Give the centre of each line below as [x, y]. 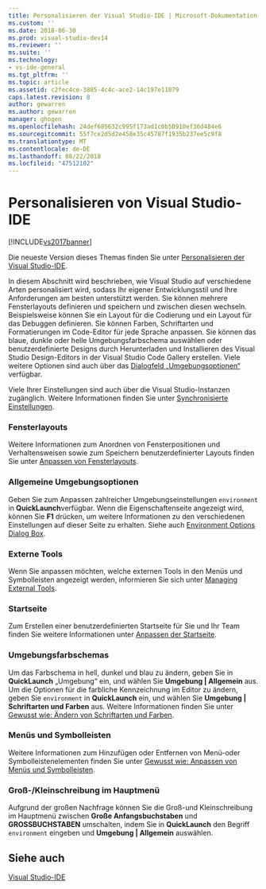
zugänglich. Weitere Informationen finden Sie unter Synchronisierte [118, 398]
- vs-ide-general [37, 68]
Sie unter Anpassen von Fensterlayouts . [73, 462]
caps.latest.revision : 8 [49, 97]
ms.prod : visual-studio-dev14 [58, 38]
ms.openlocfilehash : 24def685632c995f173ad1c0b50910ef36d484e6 [115, 127]
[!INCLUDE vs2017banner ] [50, 242]
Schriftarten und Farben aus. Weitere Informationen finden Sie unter [121, 706]
